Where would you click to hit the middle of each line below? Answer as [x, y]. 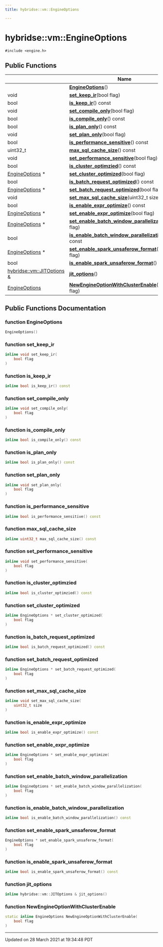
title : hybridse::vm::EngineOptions [42, 9]
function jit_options [28, 884]
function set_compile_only [37, 398]
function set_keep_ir [30, 344]
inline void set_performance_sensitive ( [47, 561]
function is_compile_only [35, 430]
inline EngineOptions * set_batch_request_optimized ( [61, 670]
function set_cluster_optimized [42, 605]
